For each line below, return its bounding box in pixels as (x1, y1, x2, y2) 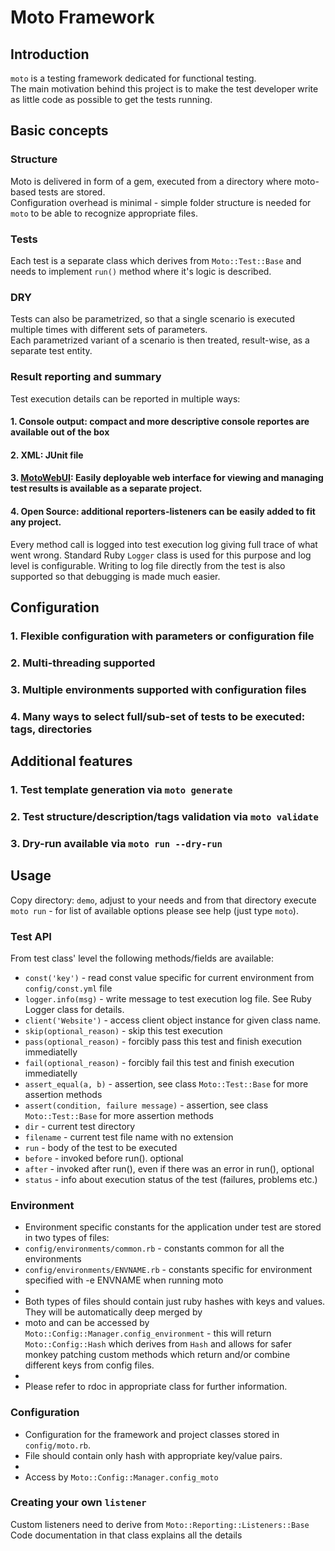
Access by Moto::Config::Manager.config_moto (24, 1471, 219, 1483)
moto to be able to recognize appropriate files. (10, 207, 198, 219)
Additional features (10, 753, 133, 770)
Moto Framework (10, 6, 155, 29)
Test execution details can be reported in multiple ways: (10, 392, 241, 405)
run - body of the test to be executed (24, 1141, 178, 1153)
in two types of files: (24, 1232, 110, 1244)
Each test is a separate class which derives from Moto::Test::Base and (10, 254, 302, 266)
